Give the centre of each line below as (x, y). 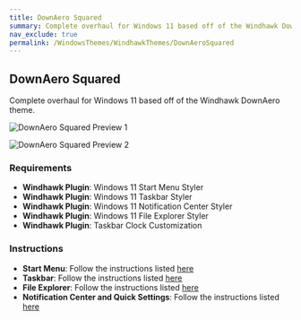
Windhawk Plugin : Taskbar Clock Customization (112, 226)
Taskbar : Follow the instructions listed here (102, 278)
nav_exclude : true (43, 34)
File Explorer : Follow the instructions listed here (110, 287)
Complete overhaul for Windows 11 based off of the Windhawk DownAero (145, 100)
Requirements (41, 168)
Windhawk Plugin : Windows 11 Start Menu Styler (113, 187)
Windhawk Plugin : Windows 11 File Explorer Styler (115, 216)
